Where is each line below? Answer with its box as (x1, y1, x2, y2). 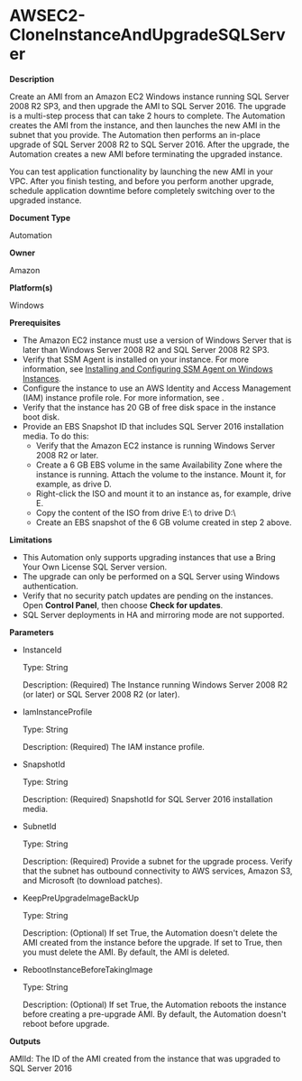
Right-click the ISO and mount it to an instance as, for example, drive (35, 488, 291, 499)
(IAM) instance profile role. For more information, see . (22, 392, 224, 402)
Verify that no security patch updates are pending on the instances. (22, 590, 274, 601)
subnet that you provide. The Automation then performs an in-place (9, 129, 261, 140)
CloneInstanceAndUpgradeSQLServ (9, 24, 286, 45)
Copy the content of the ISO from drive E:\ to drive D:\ (35, 507, 236, 518)
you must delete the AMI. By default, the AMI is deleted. (22, 947, 230, 957)
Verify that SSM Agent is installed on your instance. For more (22, 354, 250, 365)
